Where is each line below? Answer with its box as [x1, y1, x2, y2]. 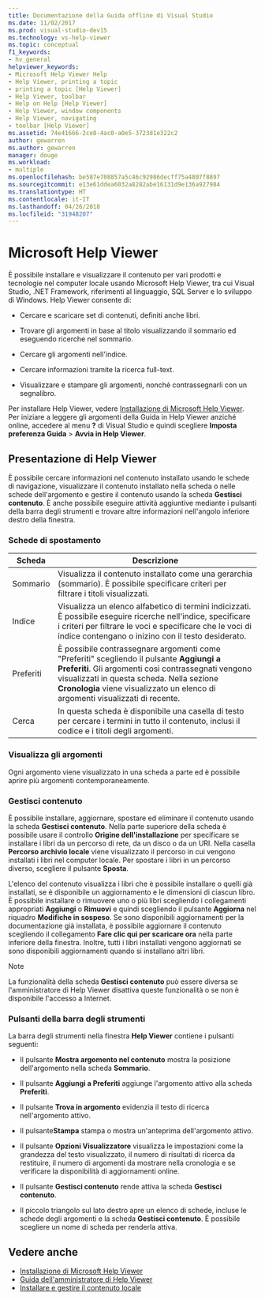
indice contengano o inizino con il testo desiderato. [58, 631, 247, 642]
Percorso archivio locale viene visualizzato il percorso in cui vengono [8, 846, 236, 856]
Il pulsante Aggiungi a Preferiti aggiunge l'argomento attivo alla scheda [19, 1079, 252, 1088]
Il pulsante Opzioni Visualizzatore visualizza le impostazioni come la [19, 1141, 244, 1151]
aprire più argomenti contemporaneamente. [8, 775, 150, 785]
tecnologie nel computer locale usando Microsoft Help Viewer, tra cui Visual [8, 278, 255, 288]
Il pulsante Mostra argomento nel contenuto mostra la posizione [19, 1055, 231, 1064]
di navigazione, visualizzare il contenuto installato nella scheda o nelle [8, 481, 236, 491]
